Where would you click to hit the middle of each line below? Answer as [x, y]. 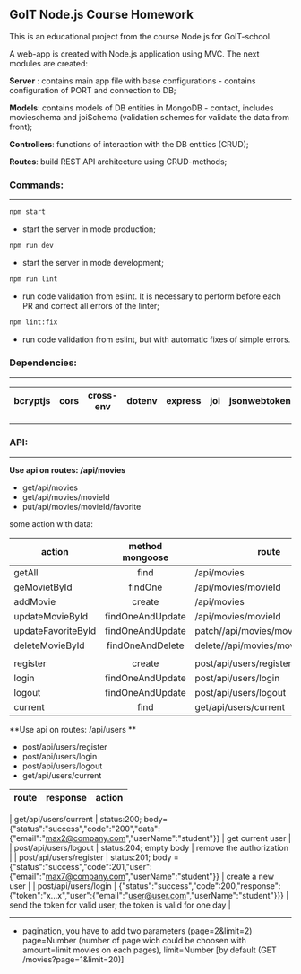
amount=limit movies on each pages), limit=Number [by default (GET [150, 950]
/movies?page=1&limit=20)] [73, 960]
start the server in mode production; [89, 229]
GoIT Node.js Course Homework [102, 15]
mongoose [146, 557]
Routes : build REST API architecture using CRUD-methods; [118, 162]
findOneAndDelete [146, 645]
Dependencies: [43, 363]
